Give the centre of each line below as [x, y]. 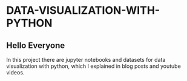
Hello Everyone [36, 45]
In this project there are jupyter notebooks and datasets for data [86, 60]
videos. [15, 72]
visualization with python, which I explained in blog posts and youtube [94, 66]
